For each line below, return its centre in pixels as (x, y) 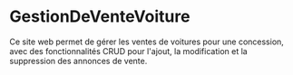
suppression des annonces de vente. (78, 61)
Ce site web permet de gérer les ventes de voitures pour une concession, (146, 42)
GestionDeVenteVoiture (100, 17)
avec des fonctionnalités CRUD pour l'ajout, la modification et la (128, 51)
